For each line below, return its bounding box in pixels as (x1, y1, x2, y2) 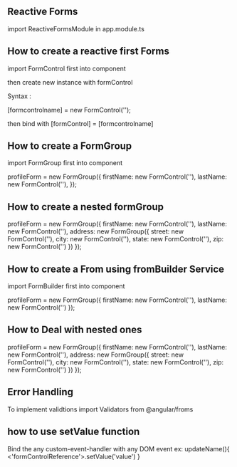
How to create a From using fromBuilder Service (7, 263, 225, 275)
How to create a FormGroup (7, 140, 132, 152)
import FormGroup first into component (7, 159, 123, 167)
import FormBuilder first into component (7, 282, 125, 290)
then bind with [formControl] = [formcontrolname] (7, 119, 154, 127)
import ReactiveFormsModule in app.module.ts (7, 24, 144, 33)
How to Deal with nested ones (7, 324, 142, 336)
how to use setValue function (7, 426, 140, 438)
